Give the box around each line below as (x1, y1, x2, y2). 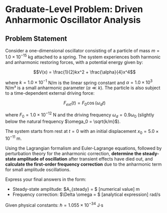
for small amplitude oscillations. (5, 167, 71, 173)
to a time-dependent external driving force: (5, 90, 95, 96)
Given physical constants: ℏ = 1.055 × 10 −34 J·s (5, 201, 104, 208)
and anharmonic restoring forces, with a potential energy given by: (5, 59, 143, 65)
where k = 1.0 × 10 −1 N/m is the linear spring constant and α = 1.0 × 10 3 (5, 79, 153, 86)
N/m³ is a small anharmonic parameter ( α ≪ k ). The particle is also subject (5, 85, 160, 91)
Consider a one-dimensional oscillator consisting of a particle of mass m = (5, 48, 160, 53)
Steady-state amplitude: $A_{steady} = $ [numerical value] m (12, 186, 140, 192)
